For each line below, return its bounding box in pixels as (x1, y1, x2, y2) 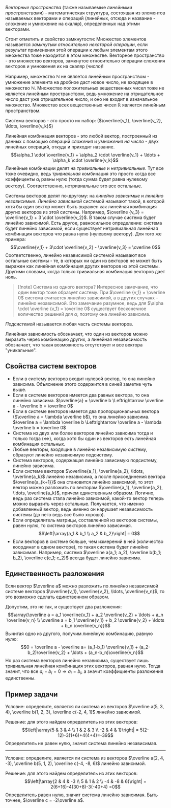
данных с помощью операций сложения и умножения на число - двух (5, 138, 159, 144)
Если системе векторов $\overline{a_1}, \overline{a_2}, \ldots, (12, 468, 144, 474)
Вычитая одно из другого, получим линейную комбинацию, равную (5, 630, 153, 637)
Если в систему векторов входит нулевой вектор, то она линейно (12, 376, 156, 382)
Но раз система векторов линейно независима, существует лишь (5, 658, 149, 664)
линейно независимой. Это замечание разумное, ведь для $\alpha (17, 300, 164, 306)
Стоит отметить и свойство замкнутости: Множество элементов (5, 36, 147, 42)
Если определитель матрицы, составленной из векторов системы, (12, 517, 158, 523)
